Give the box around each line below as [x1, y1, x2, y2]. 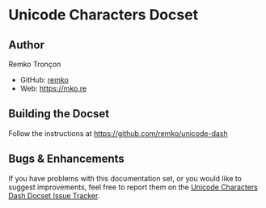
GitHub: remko [19, 75, 69, 84]
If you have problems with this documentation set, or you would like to [8, 173, 243, 183]
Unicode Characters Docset [8, 6, 199, 24]
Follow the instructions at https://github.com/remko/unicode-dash [8, 128, 228, 138]
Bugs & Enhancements [8, 152, 125, 166]
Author [8, 38, 44, 52]
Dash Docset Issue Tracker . [8, 190, 100, 200]
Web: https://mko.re [19, 83, 87, 93]
